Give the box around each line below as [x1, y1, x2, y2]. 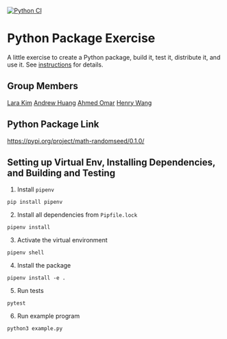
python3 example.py [7, 325, 63, 332]
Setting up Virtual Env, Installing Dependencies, [7, 156, 216, 168]
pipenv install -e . [7, 274, 67, 281]
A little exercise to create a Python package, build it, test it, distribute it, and [7, 53, 221, 61]
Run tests [16, 287, 45, 295]
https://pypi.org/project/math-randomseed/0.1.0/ [7, 137, 145, 145]
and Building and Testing [7, 167, 115, 178]
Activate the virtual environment [16, 236, 108, 244]
